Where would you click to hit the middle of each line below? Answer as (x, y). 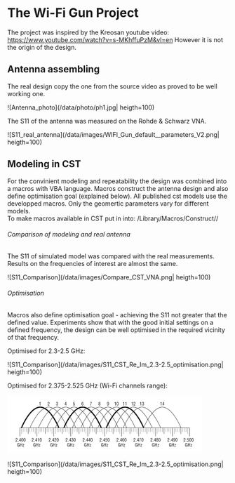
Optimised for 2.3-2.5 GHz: (46, 351)
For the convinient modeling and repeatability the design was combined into (117, 181)
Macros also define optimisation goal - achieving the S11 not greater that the (117, 315)
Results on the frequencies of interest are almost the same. (93, 263)
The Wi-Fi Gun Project (73, 13)
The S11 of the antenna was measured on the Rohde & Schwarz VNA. (107, 121)
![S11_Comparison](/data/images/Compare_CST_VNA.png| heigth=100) (109, 277)
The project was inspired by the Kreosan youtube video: (88, 32)
